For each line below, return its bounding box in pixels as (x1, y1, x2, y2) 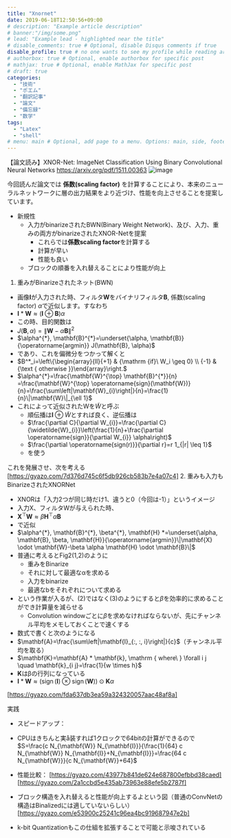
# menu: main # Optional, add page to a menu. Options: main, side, (7, 139, 208, 146)
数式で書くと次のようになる (16, 629, 96, 637)
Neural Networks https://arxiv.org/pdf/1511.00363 (7, 166, 147, 174)
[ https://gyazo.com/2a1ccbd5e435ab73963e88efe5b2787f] (16, 779, 187, 787)
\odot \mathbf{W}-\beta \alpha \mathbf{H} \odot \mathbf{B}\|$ (16, 543, 196, 552)
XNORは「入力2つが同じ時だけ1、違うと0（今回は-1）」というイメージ (16, 495, 215, 503)
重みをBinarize (27, 560, 69, 568)
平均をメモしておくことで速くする (33, 620, 130, 628)
